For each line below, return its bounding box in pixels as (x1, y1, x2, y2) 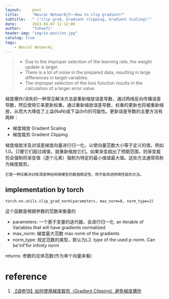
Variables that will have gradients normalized (12, 225, 106, 231)
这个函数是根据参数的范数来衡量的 (5, 208, 76, 214)
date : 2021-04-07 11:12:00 (5, 21, 75, 27)
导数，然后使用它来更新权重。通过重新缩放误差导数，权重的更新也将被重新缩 (5, 102, 164, 108)
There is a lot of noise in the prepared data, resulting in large (25, 69, 151, 75)
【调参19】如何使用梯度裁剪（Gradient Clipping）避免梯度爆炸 (12, 288, 142, 294)
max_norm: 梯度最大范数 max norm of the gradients (12, 231, 120, 237)
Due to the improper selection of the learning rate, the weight (25, 58, 152, 64)
